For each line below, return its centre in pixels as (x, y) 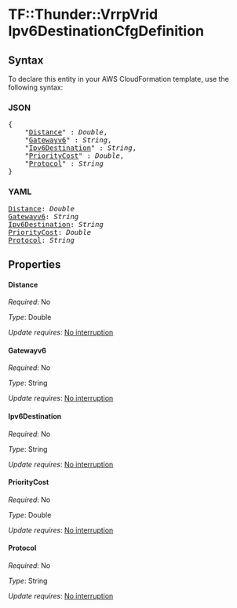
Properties (35, 264)
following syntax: (36, 87)
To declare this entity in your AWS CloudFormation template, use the (118, 79)
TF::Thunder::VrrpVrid (83, 15)
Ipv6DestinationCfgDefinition (106, 31)
